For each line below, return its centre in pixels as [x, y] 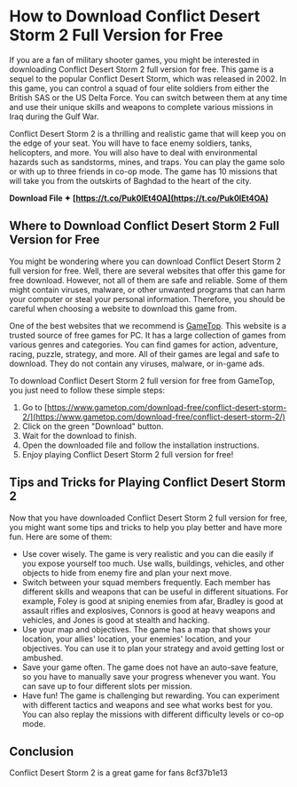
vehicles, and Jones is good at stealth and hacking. [116, 620]
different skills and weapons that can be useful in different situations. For [155, 592]
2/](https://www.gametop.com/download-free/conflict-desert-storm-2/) [153, 417]
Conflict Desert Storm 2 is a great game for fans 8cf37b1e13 [118, 773]
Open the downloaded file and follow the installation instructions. [141, 445]
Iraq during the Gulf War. [54, 116]
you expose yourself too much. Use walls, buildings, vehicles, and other [153, 563]
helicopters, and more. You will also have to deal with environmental [133, 152]
